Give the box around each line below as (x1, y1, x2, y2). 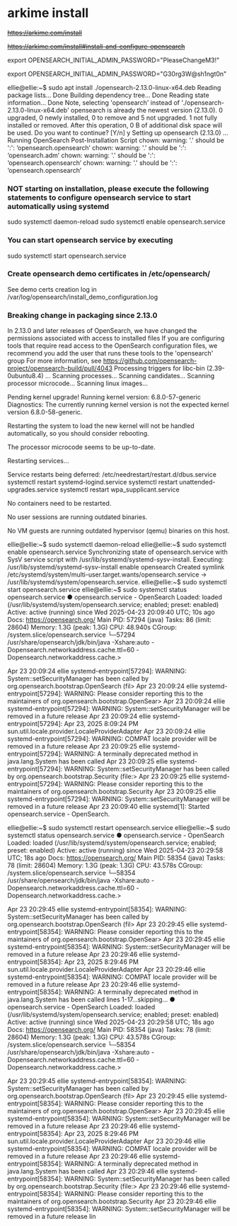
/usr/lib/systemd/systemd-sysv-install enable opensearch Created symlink (7, 563, 225, 572)
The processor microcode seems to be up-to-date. (7, 443, 156, 451)
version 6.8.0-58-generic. (7, 408, 83, 416)
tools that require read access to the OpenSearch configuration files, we (7, 341, 218, 350)
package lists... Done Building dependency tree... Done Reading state (7, 91, 210, 99)
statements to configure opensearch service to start (7, 193, 191, 203)
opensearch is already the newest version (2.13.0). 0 (70, 106, 223, 114)
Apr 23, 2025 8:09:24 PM (64, 720, 139, 728)
